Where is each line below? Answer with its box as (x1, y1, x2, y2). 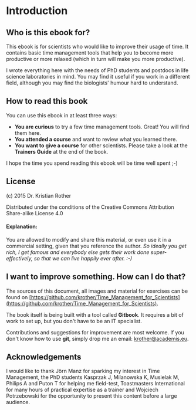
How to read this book (6, 96, 88, 106)
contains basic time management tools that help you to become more (6, 49, 174, 56)
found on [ (6, 293, 31, 300)
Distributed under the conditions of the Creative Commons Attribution (6, 204, 174, 211)
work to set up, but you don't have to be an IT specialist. (6, 317, 142, 324)
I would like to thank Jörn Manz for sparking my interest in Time (6, 368, 160, 375)
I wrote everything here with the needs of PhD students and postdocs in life (6, 67, 189, 74)
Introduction (6, 4, 68, 18)
